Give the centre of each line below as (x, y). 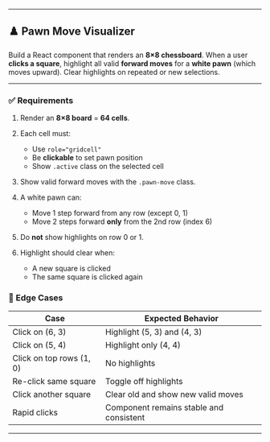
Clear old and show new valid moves (174, 394)
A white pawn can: (51, 197)
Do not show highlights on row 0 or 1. (82, 238)
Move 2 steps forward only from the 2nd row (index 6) (122, 221)
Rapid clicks (35, 413)
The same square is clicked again (87, 277)
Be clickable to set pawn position (87, 158)
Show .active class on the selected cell (98, 167)
